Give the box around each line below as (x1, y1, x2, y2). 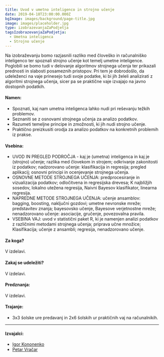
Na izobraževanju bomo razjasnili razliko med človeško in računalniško (5, 52, 147, 58)
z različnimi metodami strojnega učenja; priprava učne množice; (12, 221, 141, 227)
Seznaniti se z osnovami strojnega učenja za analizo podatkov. (12, 116, 138, 122)
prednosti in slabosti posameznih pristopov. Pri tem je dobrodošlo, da (5, 68, 144, 74)
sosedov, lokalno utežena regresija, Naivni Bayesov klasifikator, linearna (12, 185, 157, 191)
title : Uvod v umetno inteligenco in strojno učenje (5, 7, 115, 12)
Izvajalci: (5, 331, 24, 336)
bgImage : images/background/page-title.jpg (5, 16, 95, 21)
